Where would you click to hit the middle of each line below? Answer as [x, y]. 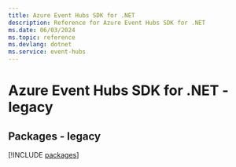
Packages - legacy [54, 136]
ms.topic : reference [42, 37]
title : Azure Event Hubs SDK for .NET [72, 15]
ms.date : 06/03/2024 [42, 30]
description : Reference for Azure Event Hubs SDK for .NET [107, 23]
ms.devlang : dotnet [40, 45]
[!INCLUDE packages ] [44, 155]
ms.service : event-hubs [47, 52]
